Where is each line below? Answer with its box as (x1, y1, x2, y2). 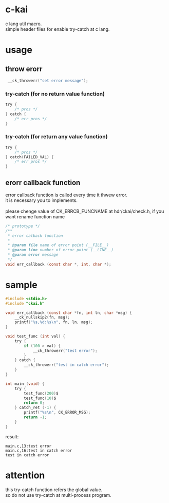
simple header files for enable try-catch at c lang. (5, 26, 110, 32)
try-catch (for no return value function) (5, 90, 105, 97)
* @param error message (7, 252, 59, 257)
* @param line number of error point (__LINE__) (7, 248, 114, 253)
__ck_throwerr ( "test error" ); (32, 348, 98, 353)
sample (5, 279, 37, 291)
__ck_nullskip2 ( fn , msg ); (14, 315, 70, 320)
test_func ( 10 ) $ (24, 396, 57, 401)
